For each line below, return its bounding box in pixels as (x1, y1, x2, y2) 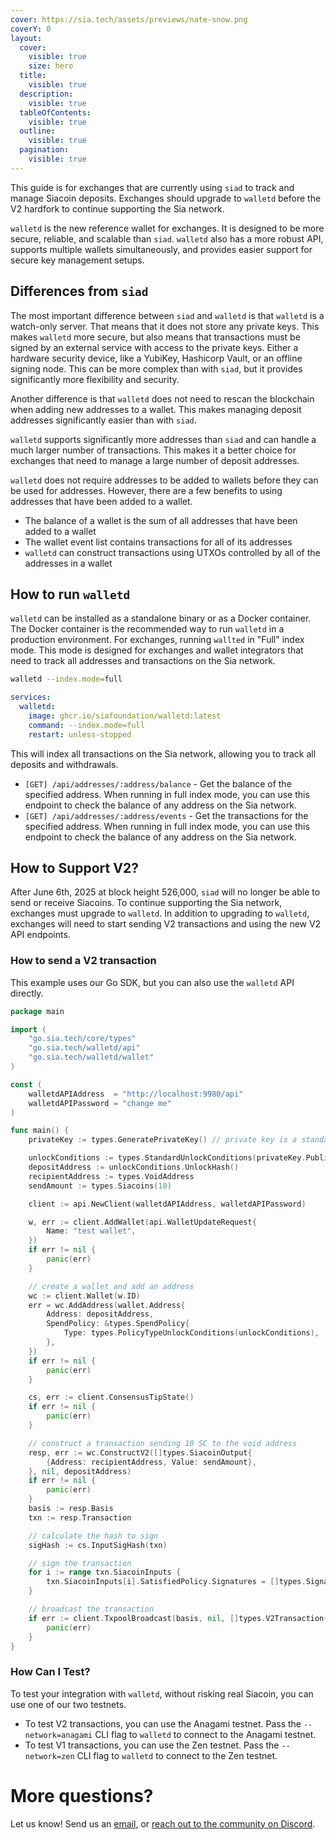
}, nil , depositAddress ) (28, 1466, 132, 1476)
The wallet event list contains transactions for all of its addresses (24, 536, 293, 548)
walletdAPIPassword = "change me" (28, 1098, 172, 1108)
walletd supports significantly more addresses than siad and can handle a (10, 433, 317, 445)
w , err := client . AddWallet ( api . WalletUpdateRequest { (28, 1217, 257, 1227)
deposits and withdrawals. (10, 758, 119, 770)
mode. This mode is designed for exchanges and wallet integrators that (10, 644, 304, 656)
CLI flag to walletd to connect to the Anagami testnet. (94, 1728, 317, 1740)
